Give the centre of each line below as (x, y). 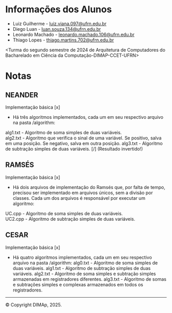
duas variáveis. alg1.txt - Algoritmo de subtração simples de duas (82, 268)
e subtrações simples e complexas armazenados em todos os (78, 284)
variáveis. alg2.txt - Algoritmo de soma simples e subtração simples (84, 274)
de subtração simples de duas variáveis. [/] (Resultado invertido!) (74, 149)
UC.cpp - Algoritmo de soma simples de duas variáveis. (64, 213)
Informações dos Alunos (59, 9)
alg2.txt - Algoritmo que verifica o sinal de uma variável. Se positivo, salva (83, 138)
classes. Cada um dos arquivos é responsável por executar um (79, 198)
